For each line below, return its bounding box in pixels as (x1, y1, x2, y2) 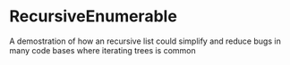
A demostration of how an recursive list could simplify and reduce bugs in (9, 36, 282, 46)
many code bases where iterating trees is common (9, 45, 197, 55)
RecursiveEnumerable (9, 6, 177, 27)
